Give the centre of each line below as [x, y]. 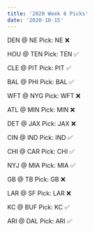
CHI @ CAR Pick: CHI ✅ [41, 151]
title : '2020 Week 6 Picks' [48, 14]
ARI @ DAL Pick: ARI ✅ [40, 221]
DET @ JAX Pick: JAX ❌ [42, 123]
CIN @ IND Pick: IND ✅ [40, 137]
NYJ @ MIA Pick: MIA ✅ [41, 165]
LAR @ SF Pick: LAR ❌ [39, 193]
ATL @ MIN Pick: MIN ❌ [41, 109]
